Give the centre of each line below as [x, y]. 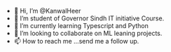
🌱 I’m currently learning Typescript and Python [81, 26]
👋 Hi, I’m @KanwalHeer [47, 11]
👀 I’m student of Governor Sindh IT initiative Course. [89, 18]
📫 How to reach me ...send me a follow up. [76, 41]
